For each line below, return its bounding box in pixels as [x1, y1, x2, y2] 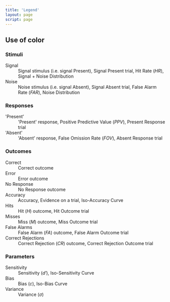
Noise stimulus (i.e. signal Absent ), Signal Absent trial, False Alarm [18, 84, 157, 90]
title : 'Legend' [5, 7, 40, 13]
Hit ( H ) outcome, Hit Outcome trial [18, 208, 89, 214]
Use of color [5, 36, 45, 44]
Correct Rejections [5, 234, 45, 241]
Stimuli [5, 51, 23, 58]
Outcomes [5, 148, 32, 155]
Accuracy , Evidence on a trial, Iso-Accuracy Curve [18, 197, 123, 203]
